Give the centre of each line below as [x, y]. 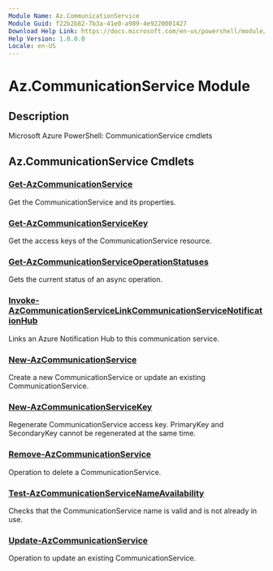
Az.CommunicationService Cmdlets [102, 161]
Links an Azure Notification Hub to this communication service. [114, 339]
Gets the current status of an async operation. [86, 279]
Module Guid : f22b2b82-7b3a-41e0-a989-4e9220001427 [97, 24]
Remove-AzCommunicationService [80, 454]
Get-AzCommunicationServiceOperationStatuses [108, 262]
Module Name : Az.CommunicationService [74, 16]
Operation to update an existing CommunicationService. [102, 558]
